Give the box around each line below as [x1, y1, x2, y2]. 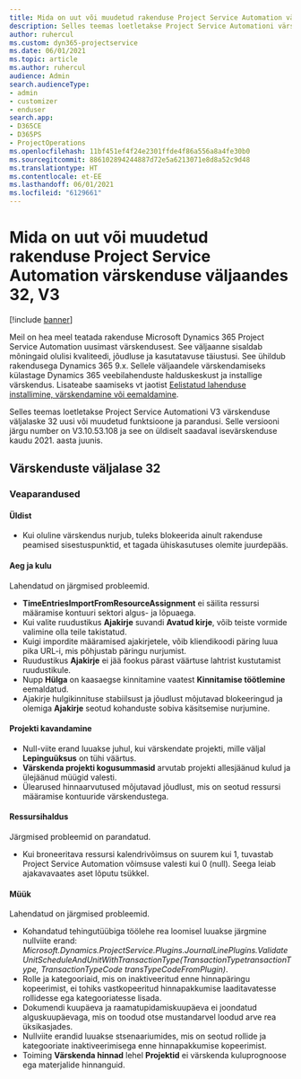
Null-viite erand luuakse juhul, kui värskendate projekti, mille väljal [21, 743, 266, 754]
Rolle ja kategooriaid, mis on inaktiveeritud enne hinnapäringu [21, 974, 251, 985]
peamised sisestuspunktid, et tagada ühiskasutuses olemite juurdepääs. [21, 540, 288, 551]
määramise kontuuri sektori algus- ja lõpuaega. [21, 607, 196, 618]
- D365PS [9, 130, 42, 139]
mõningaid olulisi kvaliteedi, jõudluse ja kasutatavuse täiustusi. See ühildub [9, 350, 287, 361]
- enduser [9, 105, 47, 114]
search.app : [9, 113, 54, 122]
